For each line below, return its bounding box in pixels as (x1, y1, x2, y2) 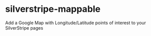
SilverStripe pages (5, 25, 44, 31)
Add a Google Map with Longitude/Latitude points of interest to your (5, 20, 146, 26)
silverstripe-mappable (5, 3, 101, 15)
